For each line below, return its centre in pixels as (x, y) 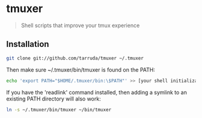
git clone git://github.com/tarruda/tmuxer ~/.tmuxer (75, 58)
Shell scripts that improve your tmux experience (80, 25)
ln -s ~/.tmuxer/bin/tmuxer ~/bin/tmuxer (59, 110)
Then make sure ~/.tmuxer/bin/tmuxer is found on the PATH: (81, 70)
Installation (28, 44)
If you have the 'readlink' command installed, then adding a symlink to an (97, 92)
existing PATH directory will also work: (54, 99)
